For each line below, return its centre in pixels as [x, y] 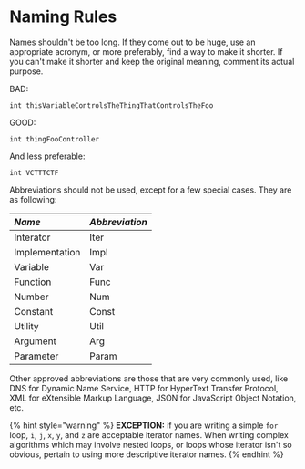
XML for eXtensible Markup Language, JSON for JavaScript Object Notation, [153, 398]
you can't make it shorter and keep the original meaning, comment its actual [152, 61]
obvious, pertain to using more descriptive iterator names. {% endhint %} [147, 454]
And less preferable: [47, 156]
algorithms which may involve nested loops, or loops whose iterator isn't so [151, 444]
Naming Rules [63, 17]
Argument [36, 341]
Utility [26, 326]
